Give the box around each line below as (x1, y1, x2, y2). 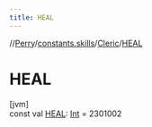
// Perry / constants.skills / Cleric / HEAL (9, 38, 143, 48)
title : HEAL (9, 13, 54, 22)
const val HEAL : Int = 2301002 (9, 108, 122, 119)
